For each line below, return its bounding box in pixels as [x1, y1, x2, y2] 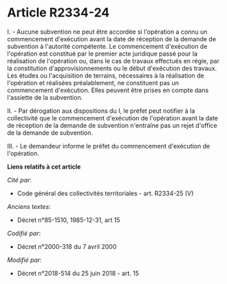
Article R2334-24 [7, 5, 110, 21]
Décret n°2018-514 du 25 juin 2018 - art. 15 [17, 269, 140, 277]
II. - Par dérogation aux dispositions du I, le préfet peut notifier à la [7, 107, 195, 115]
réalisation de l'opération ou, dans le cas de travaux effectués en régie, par [7, 56, 220, 65]
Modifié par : [7, 256, 43, 264]
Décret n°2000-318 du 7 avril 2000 [17, 242, 117, 250]
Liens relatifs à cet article [7, 162, 81, 171]
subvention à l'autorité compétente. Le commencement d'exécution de [7, 42, 208, 50]
